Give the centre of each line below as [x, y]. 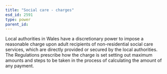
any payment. [20, 66]
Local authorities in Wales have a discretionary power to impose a [75, 39]
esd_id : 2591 [19, 15]
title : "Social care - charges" [40, 10]
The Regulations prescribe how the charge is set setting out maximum [79, 55]
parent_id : [17, 24]
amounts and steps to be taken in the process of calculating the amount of [83, 60]
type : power [18, 19]
